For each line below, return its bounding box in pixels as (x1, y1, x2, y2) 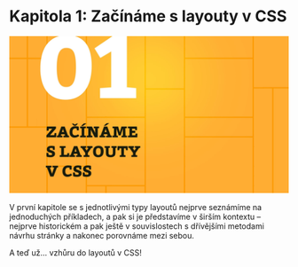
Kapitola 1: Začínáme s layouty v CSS (9, 6, 287, 27)
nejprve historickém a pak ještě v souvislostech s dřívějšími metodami (9, 221, 264, 232)
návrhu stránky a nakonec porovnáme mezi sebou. (9, 231, 195, 241)
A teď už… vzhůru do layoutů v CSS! (9, 247, 142, 258)
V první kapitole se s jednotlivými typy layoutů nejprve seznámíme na (9, 202, 263, 213)
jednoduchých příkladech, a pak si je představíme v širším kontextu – (9, 211, 262, 223)
